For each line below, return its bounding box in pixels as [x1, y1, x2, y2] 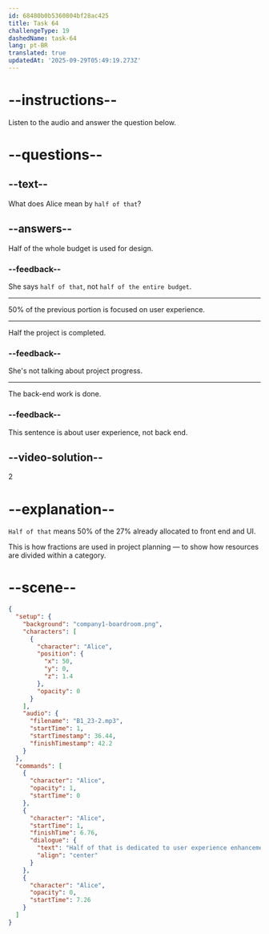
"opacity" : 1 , [29, 784, 78, 793]
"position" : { [37, 650, 84, 658]
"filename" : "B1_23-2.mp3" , [29, 717, 124, 725]
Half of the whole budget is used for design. [8, 243, 154, 253]
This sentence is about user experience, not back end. [8, 427, 188, 437]
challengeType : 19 [8, 26, 70, 35]
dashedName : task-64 [8, 34, 78, 43]
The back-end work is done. [8, 389, 102, 399]
